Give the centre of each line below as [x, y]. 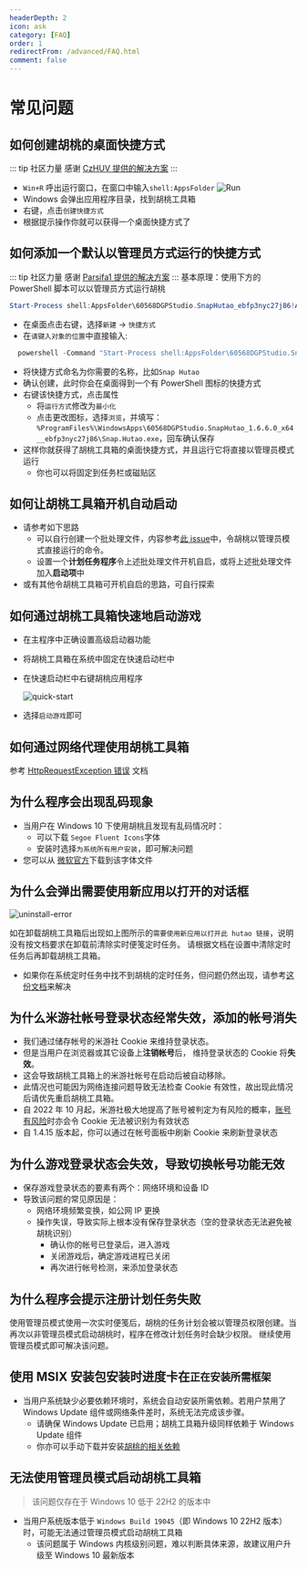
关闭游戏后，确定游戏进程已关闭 [110, 1256]
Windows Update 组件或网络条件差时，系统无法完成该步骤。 [136, 1412]
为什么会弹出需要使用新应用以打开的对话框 [129, 891]
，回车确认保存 [187, 438]
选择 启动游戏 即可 [52, 716]
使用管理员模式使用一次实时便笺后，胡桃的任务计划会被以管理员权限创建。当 [153, 1323]
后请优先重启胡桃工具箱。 [71, 1099]
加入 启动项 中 [60, 573]
